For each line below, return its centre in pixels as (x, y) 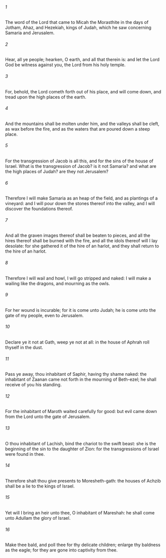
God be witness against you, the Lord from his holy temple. (65, 65)
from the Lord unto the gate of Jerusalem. (48, 417)
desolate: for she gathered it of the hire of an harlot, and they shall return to (82, 246)
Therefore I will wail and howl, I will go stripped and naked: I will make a (78, 278)
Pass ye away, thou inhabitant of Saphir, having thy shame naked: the (76, 374)
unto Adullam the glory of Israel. (38, 518)
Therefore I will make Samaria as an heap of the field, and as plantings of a (82, 198)
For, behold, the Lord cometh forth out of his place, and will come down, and (83, 91)
